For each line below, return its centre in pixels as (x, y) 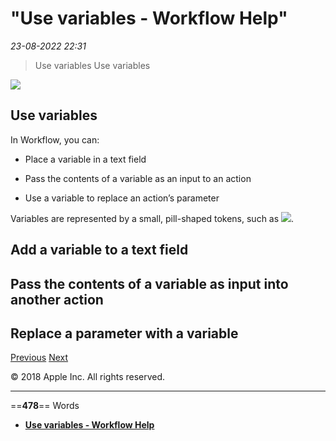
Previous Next (39, 358)
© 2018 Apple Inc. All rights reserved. (88, 377)
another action (57, 299)
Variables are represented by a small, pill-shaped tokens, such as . (152, 218)
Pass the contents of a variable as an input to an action (138, 178)
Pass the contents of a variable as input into (149, 283)
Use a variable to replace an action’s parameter (122, 198)
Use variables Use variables (92, 65)
